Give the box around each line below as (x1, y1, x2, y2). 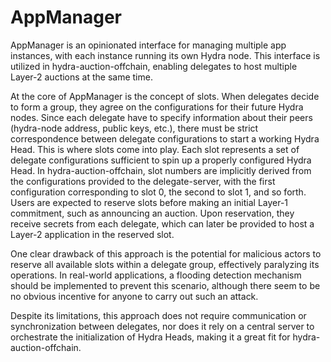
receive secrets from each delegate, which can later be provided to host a (10, 217, 315, 230)
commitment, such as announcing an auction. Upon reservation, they (10, 207, 295, 219)
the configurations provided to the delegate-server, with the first (10, 175, 276, 187)
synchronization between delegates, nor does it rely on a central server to (10, 320, 315, 332)
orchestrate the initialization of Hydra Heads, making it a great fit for (10, 331, 291, 343)
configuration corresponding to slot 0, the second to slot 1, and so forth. (10, 186, 307, 198)
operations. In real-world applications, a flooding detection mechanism (10, 269, 302, 281)
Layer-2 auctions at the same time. (10, 71, 153, 83)
